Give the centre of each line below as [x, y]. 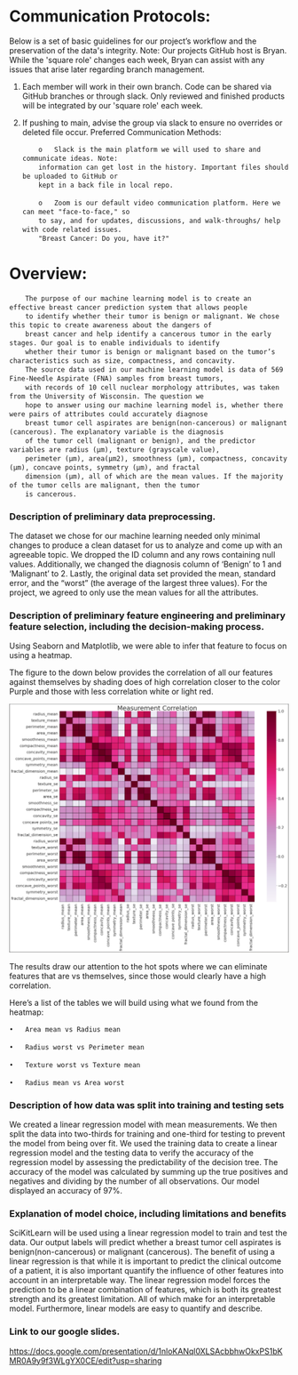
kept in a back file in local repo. [106, 185]
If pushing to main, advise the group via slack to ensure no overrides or [152, 123]
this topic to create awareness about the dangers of [111, 325]
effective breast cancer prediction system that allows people [129, 307]
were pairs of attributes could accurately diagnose [109, 414]
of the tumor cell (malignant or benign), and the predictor [140, 441]
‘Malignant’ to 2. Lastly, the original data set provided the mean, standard [143, 574]
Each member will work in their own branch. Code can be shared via [147, 86]
